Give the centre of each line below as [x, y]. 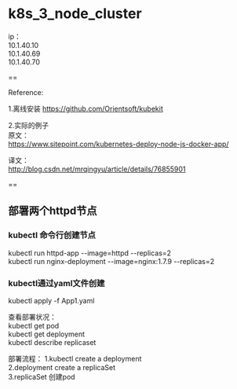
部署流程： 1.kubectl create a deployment [75, 358]
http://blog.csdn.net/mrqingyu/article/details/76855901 [97, 169]
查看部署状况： [32, 317]
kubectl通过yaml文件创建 [57, 283]
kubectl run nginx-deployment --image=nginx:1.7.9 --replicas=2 [111, 261]
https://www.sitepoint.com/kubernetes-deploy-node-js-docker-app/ [118, 144]
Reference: [26, 92]
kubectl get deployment [46, 334]
